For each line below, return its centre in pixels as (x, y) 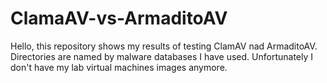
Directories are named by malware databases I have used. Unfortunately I (162, 56)
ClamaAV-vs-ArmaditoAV (119, 18)
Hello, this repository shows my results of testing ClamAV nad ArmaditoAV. (164, 46)
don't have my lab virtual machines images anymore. (119, 67)
